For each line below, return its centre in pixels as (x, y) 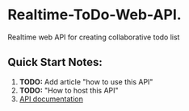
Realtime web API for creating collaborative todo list (94, 37)
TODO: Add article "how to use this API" (86, 81)
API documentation (51, 99)
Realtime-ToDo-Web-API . (95, 15)
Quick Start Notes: (55, 62)
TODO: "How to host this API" (69, 90)
